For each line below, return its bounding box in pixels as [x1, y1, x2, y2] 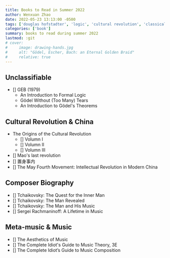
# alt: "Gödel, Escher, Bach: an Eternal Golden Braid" [5, 50, 135, 55]
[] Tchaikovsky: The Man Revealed [12, 197, 85, 203]
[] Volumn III [20, 147, 46, 153]
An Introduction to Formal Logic [20, 92, 87, 98]
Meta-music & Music [5, 223, 72, 232]
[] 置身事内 [12, 158, 35, 164]
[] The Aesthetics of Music [12, 236, 68, 242]
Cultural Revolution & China [5, 117, 94, 126]
